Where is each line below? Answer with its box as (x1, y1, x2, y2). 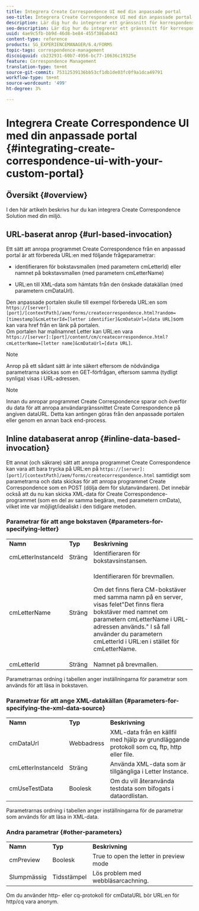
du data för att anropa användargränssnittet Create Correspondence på (6, 404, 181, 411)
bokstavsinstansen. (93, 556, 147, 564)
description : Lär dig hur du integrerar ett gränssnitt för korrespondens (6, 20, 195, 25)
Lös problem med (92, 869, 142, 877)
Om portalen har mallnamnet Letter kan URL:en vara (6, 328, 133, 335)
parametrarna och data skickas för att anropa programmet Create (6, 477, 166, 485)
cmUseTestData (9, 784, 53, 793)
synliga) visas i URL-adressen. (6, 374, 80, 382)
